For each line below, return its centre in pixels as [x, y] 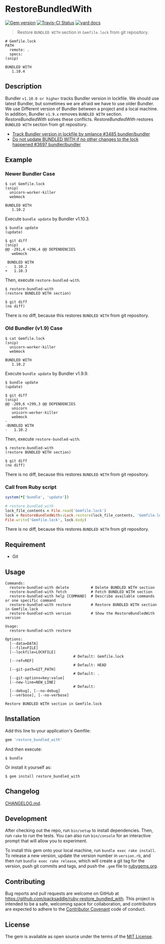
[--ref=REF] [22, 661]
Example [19, 160]
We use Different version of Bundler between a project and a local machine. [82, 109]
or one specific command [30, 601]
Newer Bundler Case [30, 174]
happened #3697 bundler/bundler [46, 144]
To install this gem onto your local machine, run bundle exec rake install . [81, 851]
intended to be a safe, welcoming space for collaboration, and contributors [81, 904]
